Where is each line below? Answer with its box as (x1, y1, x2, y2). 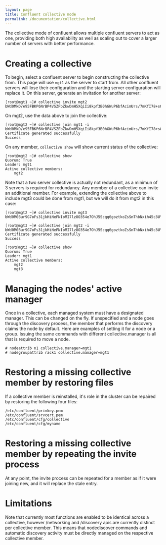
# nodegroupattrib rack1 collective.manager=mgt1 (5, 350, 110, 355)
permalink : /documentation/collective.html (5, 16, 96, 21)
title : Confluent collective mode (5, 12, 77, 17)
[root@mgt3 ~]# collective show (5, 245, 72, 250)
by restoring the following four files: (5, 399, 78, 405)
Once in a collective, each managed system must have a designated (5, 310, 144, 316)
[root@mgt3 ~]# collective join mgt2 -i (5, 223, 90, 228)
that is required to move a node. (5, 336, 70, 342)
